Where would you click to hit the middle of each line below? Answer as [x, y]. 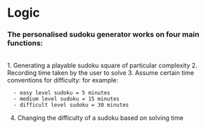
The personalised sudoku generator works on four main [103, 35]
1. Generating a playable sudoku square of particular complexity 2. [102, 66]
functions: [25, 43]
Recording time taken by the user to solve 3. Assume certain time [101, 73]
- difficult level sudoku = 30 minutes [71, 105]
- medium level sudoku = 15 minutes [66, 99]
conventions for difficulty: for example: [63, 80]
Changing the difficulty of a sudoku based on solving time [100, 118]
